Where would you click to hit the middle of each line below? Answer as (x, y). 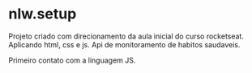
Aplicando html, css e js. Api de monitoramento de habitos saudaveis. (124, 44)
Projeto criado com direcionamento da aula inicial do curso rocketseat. (126, 36)
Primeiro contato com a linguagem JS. (72, 60)
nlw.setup (43, 14)
